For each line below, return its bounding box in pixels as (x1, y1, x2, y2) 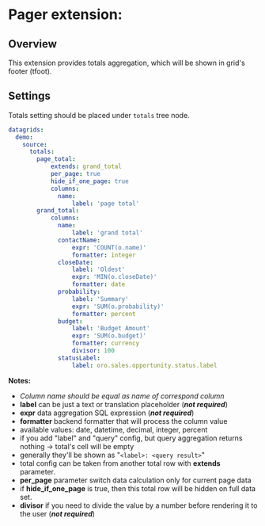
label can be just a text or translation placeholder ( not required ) (19, 399, 228, 409)
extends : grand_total (50, 162, 123, 171)
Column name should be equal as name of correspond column (19, 391, 225, 401)
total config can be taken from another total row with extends (19, 458, 221, 468)
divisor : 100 (71, 347, 115, 355)
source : (22, 140, 47, 148)
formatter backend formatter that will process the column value (19, 416, 228, 425)
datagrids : (8, 125, 44, 134)
